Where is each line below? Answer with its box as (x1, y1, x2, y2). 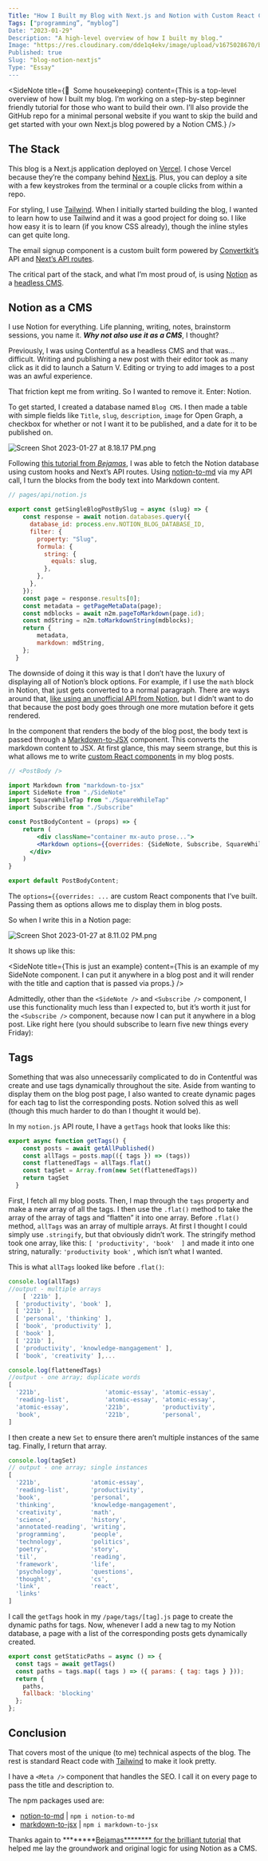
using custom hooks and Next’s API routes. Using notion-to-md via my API (8, 467, 253, 477)
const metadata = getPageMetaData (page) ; (22, 601, 162, 610)
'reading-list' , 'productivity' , (15, 1486, 145, 1494)
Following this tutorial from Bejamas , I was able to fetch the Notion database (8, 459, 259, 468)
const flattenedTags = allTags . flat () (22, 1159, 152, 1167)
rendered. (8, 711, 41, 720)
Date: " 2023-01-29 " (8, 26, 73, 34)
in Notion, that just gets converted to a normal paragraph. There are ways (8, 685, 250, 695)
